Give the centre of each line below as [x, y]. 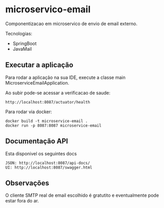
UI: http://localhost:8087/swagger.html [49, 168]
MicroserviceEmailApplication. [37, 82]
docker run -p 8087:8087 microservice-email [53, 126]
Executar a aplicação [39, 65]
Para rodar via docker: [29, 112]
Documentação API [37, 141]
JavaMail [22, 49]
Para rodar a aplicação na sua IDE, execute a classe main [65, 77]
